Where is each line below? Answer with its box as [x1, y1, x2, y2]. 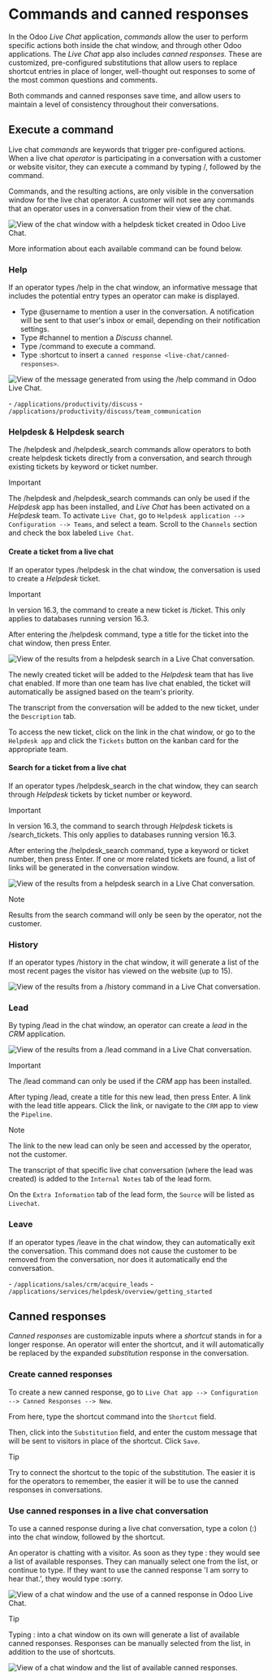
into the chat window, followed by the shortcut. [8, 1532, 166, 1542]
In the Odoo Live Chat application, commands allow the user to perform [8, 32, 248, 41]
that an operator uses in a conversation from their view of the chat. [8, 203, 232, 213]
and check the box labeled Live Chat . [8, 528, 134, 538]
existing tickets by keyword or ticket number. [8, 462, 158, 472]
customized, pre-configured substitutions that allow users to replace [8, 58, 238, 67]
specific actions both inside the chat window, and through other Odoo [8, 40, 242, 50]
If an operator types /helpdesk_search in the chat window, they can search [8, 781, 258, 790]
